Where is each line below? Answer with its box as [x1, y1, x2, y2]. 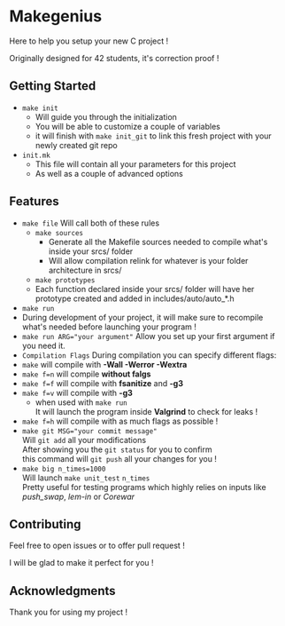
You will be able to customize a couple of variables [35, 121, 221, 131]
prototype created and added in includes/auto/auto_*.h [35, 293, 235, 304]
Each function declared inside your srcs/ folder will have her [35, 283, 255, 294]
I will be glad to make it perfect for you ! [9, 558, 154, 568]
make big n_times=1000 [21, 464, 106, 473]
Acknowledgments [9, 583, 117, 598]
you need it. [21, 340, 66, 351]
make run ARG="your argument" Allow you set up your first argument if [21, 330, 276, 341]
